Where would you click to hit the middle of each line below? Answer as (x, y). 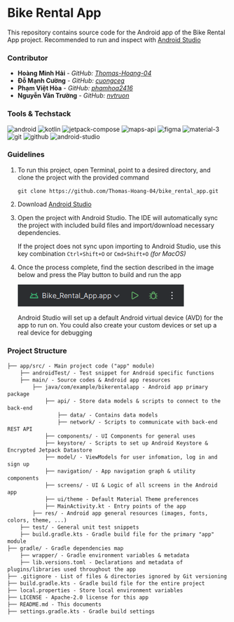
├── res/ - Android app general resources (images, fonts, (121, 513)
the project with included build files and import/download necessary (116, 225)
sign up (19, 464)
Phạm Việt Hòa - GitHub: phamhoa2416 (75, 88)
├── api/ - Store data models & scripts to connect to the (132, 401)
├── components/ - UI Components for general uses (120, 436)
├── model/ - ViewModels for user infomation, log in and (131, 457)
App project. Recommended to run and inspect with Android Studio (104, 39)
